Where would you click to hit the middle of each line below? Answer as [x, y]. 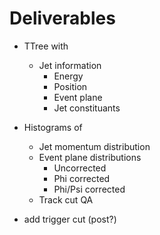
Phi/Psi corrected [89, 189]
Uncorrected [80, 168]
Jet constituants [87, 108]
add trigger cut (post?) [70, 219]
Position [70, 86]
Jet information [70, 65]
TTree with [46, 46]
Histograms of [53, 127]
